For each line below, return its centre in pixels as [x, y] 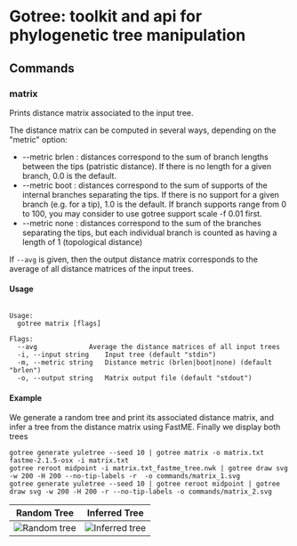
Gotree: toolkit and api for [106, 16]
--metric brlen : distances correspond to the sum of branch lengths [145, 157]
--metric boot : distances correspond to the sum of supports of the [145, 185]
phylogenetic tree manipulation [128, 35]
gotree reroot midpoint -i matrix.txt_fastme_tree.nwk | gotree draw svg [149, 469]
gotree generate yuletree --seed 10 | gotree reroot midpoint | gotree [144, 484]
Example [26, 397]
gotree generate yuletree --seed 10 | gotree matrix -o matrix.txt [137, 453]
